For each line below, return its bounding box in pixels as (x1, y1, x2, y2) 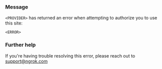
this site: (5, 20, 22, 26)
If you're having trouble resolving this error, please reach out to (5, 52, 135, 58)
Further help (5, 41, 36, 48)
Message (5, 3, 28, 10)
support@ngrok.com (5, 58, 48, 64)
